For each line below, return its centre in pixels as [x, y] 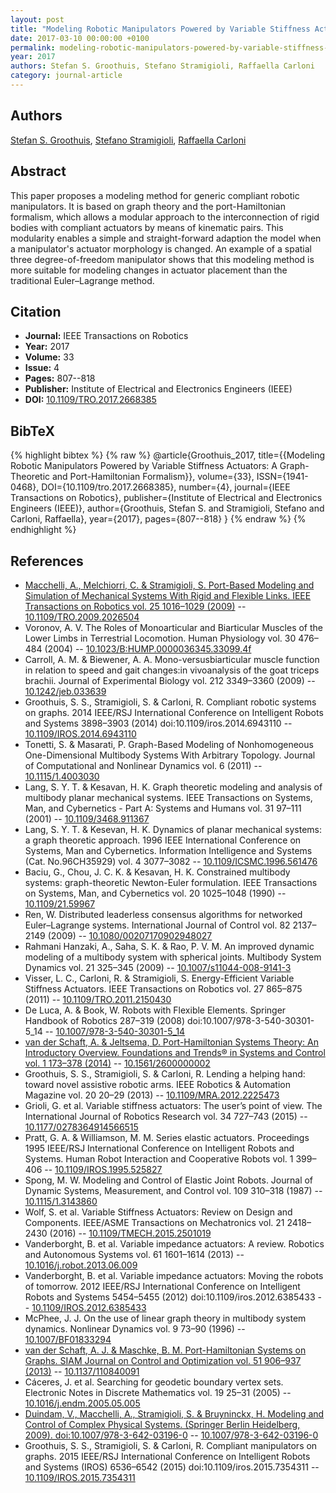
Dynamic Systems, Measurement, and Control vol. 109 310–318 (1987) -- [173, 1190]
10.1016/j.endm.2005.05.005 [82, 1403]
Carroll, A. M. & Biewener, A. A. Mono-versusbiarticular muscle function [172, 659]
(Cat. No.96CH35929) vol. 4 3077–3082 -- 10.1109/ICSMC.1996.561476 [171, 861]
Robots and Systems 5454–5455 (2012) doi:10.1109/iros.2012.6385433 [170, 1297]
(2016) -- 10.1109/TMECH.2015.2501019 [130, 1233]
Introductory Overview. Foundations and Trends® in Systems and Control [175, 1052]
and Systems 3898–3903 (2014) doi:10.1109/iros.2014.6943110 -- [158, 723]
